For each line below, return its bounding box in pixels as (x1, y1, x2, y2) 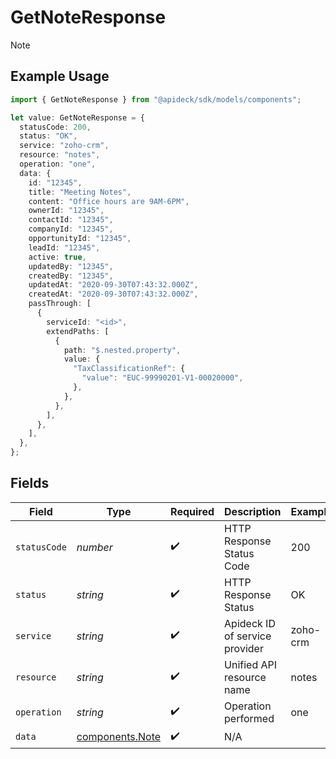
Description (224, 504, 282, 518)
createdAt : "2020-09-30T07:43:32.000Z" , (28, 289, 199, 300)
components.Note (76, 730, 162, 744)
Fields (10, 475, 50, 492)
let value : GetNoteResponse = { (10, 112, 145, 123)
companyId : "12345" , (28, 224, 114, 235)
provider (224, 641, 264, 655)
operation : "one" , (19, 159, 97, 169)
